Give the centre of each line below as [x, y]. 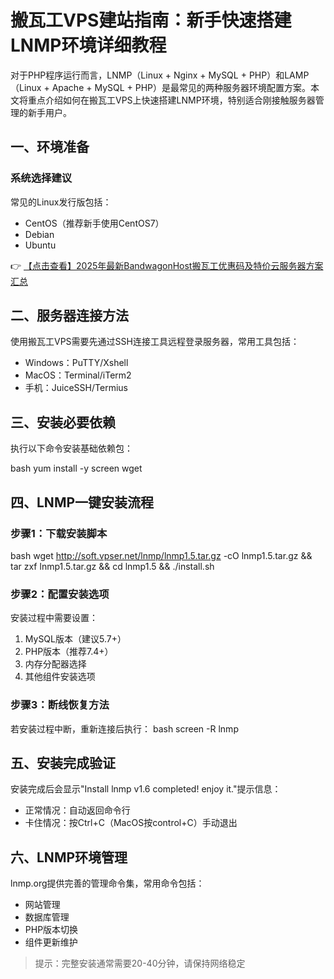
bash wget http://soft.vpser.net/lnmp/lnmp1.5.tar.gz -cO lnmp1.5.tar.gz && [161, 555]
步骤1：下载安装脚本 [59, 533]
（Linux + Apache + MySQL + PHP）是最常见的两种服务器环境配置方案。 [161, 87]
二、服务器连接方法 [69, 316]
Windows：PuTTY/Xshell [76, 363]
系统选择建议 [41, 178]
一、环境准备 [50, 147]
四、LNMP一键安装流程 [82, 502]
